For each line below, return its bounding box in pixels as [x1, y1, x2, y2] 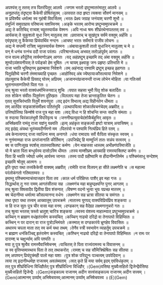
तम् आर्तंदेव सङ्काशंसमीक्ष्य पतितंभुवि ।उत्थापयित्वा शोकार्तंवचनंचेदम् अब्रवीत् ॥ [5, 104, 123, 110]
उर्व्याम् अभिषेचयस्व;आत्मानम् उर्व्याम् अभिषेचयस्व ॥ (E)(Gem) [32, 275, 128, 280]
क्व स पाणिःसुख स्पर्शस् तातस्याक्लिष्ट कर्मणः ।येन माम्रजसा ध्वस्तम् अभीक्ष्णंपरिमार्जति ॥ [5, 142, 135, 148]
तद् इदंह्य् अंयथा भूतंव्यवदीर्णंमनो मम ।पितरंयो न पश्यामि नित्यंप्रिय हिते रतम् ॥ [5, 126, 120, 132]
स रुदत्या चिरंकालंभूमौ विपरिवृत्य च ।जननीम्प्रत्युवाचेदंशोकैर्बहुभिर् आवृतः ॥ [5, 115, 116, 120]
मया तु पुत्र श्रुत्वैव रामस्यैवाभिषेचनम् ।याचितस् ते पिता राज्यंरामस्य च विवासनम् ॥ [5, 241, 124, 247]
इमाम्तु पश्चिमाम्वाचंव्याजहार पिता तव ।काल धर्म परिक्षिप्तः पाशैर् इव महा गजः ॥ [5, 175, 121, 181]
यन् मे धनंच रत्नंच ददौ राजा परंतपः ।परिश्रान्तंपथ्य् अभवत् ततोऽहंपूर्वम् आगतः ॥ [5, 49, 122, 54]
